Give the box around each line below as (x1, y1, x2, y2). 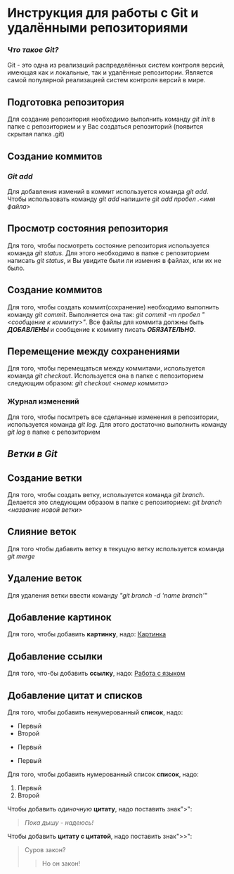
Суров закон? (24, 845, 66, 854)
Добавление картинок (7, 611, 112, 623)
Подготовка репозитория (7, 96, 124, 108)
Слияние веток (7, 526, 77, 538)
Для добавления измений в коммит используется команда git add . (7, 187, 209, 195)
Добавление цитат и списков (7, 689, 143, 701)
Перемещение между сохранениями (7, 346, 181, 357)
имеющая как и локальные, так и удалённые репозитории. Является (7, 68, 214, 77)
